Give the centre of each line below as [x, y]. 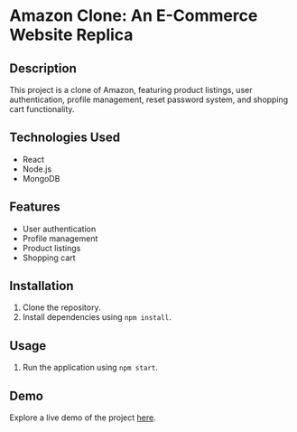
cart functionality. [42, 109]
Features [35, 207]
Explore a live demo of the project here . [83, 418]
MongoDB [41, 178]
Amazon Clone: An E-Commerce [134, 16]
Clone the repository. [61, 307]
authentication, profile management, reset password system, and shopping [149, 99]
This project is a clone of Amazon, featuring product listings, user [131, 90]
